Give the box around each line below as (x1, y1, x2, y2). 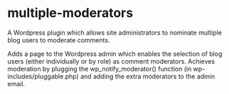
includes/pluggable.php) (7, 72, 80, 81)
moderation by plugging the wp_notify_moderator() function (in (7, 64, 192, 73)
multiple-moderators (7, 5, 134, 21)
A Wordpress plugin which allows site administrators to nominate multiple (7, 28, 223, 37)
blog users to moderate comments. (7, 35, 110, 44)
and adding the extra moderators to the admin (80, 72, 215, 81)
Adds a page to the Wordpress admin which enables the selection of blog (7, 49, 223, 58)
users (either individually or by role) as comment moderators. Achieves (7, 57, 215, 65)
